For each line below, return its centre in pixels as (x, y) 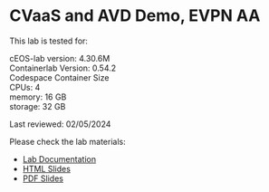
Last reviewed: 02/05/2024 (60, 124)
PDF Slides (43, 178)
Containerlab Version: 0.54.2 (63, 68)
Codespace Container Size (59, 77)
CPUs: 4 (25, 87)
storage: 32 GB (38, 106)
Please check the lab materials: (67, 141)
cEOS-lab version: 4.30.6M (60, 58)
